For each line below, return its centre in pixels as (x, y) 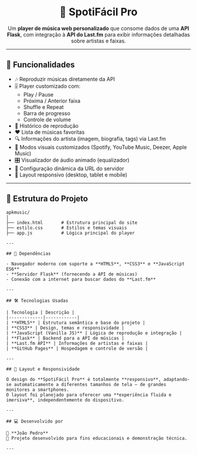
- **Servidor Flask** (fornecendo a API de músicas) (72, 274)
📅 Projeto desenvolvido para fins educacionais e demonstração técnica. (97, 438)
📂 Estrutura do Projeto (47, 199)
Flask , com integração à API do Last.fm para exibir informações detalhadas (98, 34)
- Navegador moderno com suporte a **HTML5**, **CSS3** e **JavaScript (95, 264)
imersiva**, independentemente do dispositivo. (65, 400)
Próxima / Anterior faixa (52, 101)
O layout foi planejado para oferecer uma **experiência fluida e (89, 395)
